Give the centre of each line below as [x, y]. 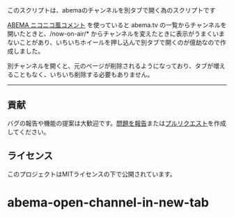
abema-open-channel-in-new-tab [108, 202]
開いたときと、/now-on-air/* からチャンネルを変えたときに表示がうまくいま [116, 34]
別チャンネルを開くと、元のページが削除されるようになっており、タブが [110, 66]
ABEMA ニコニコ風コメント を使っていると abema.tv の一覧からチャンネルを [117, 25]
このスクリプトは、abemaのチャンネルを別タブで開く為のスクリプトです [111, 10]
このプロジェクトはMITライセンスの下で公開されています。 [92, 174]
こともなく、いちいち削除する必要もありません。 [83, 74]
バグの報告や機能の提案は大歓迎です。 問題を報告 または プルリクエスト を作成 [117, 123]
